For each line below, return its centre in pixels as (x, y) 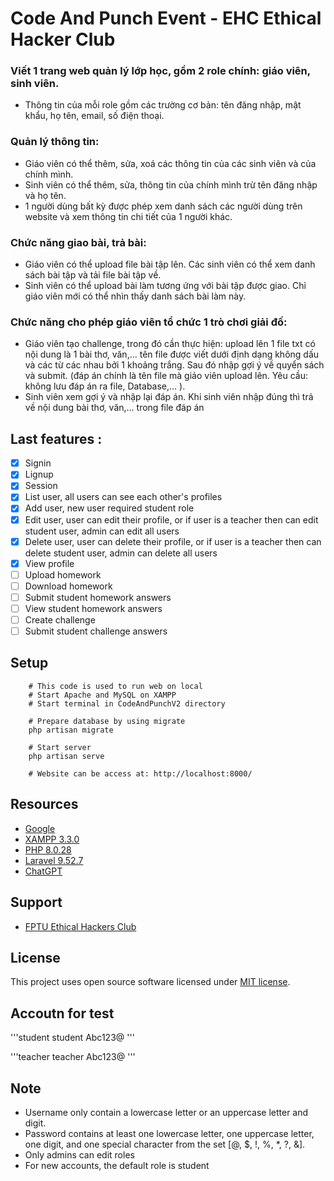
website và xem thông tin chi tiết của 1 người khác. (128, 216)
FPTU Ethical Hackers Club (80, 926)
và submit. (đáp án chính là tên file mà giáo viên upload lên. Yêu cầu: (166, 376)
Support (36, 902)
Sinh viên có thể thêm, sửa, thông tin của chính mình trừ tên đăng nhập (171, 184)
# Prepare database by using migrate (107, 721)
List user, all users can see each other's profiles (123, 497)
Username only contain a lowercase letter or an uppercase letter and (166, 1112)
